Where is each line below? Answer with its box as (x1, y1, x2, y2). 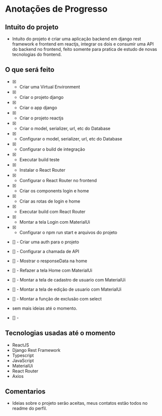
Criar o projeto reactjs (19, 115, 64, 121)
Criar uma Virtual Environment (19, 84, 81, 90)
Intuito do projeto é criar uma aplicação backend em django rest (12, 36, 142, 42)
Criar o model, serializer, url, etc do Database (19, 125, 111, 131)
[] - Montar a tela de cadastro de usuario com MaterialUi (12, 277, 126, 282)
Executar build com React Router (19, 208, 86, 214)
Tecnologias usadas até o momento (5, 329, 116, 337)
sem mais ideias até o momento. (12, 305, 78, 311)
